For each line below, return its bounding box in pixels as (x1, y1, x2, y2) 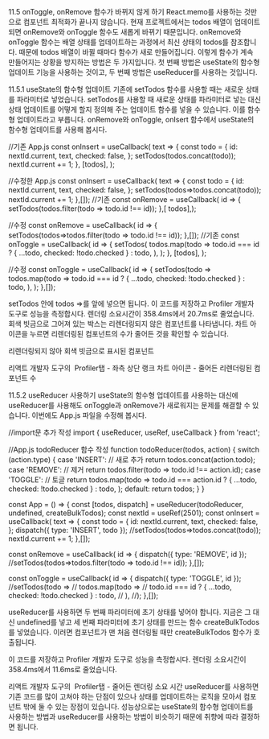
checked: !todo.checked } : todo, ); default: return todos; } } (8, 484, 205, 493)
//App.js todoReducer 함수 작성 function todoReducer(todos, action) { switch (8, 445, 259, 454)
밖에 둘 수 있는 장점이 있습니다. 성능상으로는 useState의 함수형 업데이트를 (22, 702, 254, 711)
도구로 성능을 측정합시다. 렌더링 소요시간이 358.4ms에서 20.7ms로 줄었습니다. (8, 309, 255, 318)
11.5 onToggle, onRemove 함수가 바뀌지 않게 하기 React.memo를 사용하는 (8, 7, 243, 16)
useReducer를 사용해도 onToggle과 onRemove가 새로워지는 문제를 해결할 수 (8, 401, 251, 410)
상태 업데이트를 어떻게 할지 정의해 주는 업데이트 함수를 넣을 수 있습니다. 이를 (8, 105, 247, 114)
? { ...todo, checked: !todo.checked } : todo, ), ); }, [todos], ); (8, 248, 207, 258)
